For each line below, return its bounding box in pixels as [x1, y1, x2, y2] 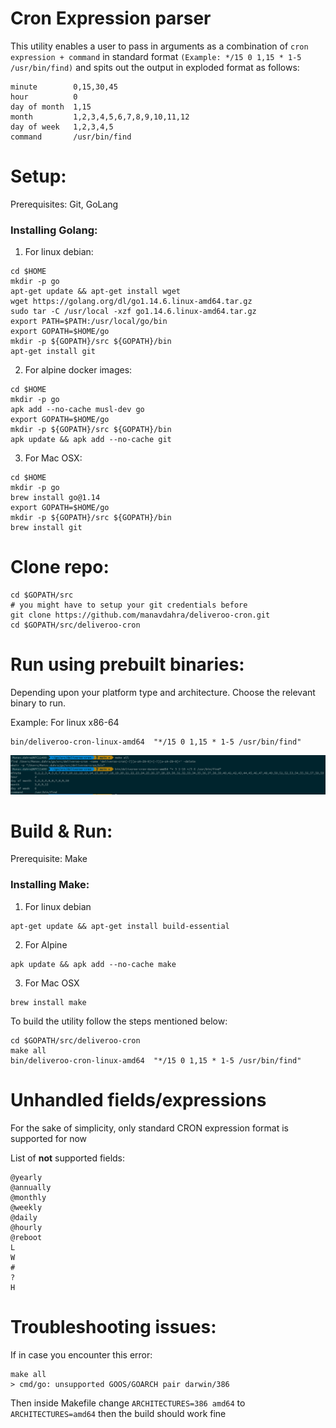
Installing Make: [10, 878, 90, 892]
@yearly [10, 1172, 43, 1182]
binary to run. [10, 697, 67, 709]
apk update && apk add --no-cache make [10, 959, 177, 969]
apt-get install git [10, 347, 97, 357]
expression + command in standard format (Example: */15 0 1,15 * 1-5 [10, 50, 302, 62]
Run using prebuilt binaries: [10, 653, 245, 676]
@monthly [10, 1192, 47, 1202]
